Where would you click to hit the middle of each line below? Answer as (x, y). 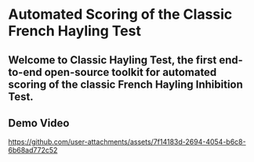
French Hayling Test (74, 31)
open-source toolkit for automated (131, 72)
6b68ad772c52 (33, 150)
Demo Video (39, 123)
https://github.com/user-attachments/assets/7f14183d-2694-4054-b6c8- (127, 142)
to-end (25, 72)
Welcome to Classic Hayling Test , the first (112, 60)
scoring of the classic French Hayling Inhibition (125, 84)
